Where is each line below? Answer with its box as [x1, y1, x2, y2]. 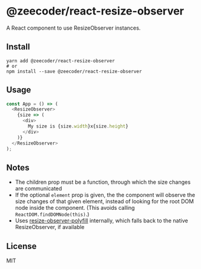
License [6, 241, 37, 251]
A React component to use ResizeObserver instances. [6, 24, 141, 31]
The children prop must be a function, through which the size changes [15, 178, 191, 186]
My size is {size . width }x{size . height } [28, 123, 129, 129]
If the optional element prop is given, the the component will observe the [15, 192, 196, 199]
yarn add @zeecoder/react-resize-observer [6, 57, 115, 64]
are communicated [15, 185, 62, 192]
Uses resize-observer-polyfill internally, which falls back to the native [15, 217, 188, 224]
